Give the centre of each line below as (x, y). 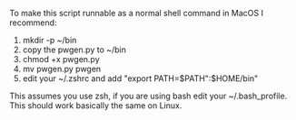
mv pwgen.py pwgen (62, 69)
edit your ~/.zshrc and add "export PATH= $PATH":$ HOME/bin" (140, 78)
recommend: (33, 23)
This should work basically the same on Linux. (96, 106)
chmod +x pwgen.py (61, 59)
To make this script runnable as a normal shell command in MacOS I (136, 13)
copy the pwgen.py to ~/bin (74, 50)
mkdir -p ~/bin (49, 40)
